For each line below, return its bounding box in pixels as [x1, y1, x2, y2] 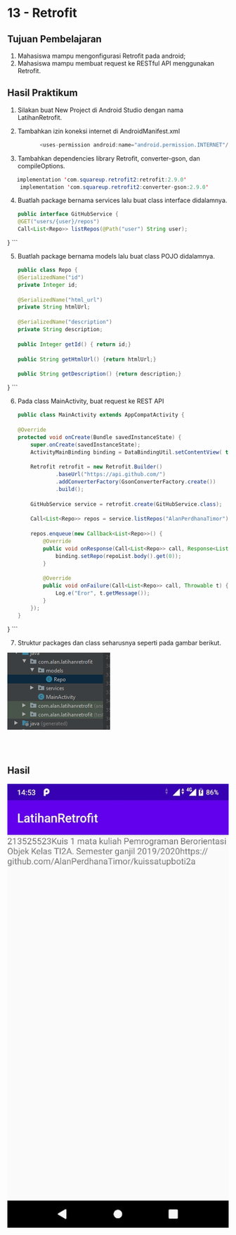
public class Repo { [17, 266, 78, 274]
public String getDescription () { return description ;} [17, 371, 182, 378]
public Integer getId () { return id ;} [17, 340, 131, 348]
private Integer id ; [17, 281, 78, 288]
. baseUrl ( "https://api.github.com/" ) [55, 471, 166, 478]
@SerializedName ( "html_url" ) [17, 296, 103, 304]
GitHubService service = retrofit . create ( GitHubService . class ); [30, 500, 223, 508]
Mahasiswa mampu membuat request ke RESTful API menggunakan [17, 59, 215, 68]
